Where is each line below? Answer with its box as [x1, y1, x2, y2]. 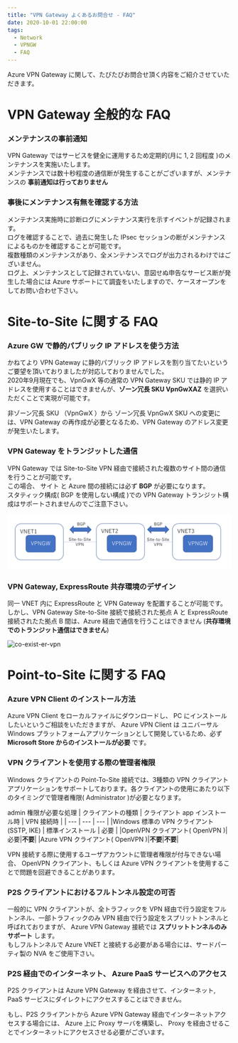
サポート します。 [7, 931, 59, 940]
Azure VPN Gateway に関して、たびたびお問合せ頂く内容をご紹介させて [7, 70, 218, 78]
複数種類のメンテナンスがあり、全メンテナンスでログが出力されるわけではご [7, 250, 231, 259]
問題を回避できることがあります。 [19, 867, 119, 876]
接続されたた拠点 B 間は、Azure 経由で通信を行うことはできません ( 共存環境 [7, 616, 231, 625]
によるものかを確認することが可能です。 [7, 242, 126, 250]
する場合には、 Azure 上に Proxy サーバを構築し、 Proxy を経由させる [19, 1019, 225, 1027]
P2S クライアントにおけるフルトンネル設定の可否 [7, 887, 176, 897]
